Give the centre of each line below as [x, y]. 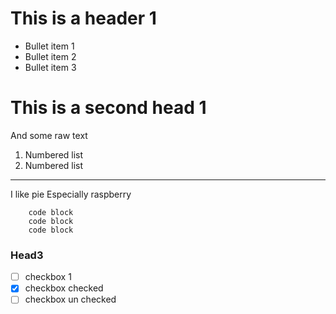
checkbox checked [64, 288]
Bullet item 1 [49, 46]
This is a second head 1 [108, 108]
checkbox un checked [70, 299]
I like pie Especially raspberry [71, 194]
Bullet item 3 [50, 67]
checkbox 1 [48, 277]
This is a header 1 [83, 18]
